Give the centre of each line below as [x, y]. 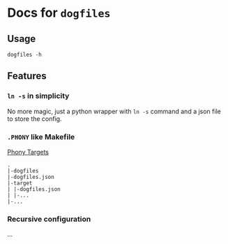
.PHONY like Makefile [41, 136]
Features [27, 76]
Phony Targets [28, 152]
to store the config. [35, 119]
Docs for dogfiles [59, 13]
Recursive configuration [49, 219]
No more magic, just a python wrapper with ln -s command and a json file [114, 111]
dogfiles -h [24, 55]
